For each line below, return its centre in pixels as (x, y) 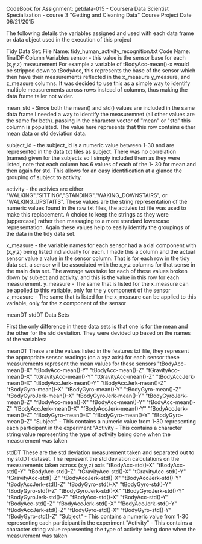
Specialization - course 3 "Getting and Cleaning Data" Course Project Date (99, 15)
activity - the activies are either (45, 189)
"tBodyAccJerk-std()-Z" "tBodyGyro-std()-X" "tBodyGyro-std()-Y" (89, 484)
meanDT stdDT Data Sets (38, 315)
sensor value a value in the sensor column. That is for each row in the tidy (98, 258)
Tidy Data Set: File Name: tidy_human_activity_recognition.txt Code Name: (98, 51)
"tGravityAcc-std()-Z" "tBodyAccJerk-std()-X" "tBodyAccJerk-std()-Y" (94, 478)
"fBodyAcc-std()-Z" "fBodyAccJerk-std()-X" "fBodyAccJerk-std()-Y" (92, 504)
